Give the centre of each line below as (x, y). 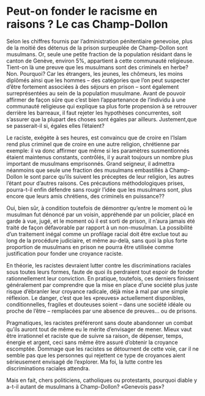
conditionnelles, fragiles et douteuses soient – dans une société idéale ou (99, 304)
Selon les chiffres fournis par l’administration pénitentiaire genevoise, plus (99, 41)
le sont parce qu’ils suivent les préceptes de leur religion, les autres (109, 176)
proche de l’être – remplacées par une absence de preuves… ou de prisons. (102, 311)
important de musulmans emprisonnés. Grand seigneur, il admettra (91, 163)
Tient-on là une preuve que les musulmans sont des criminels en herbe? (97, 67)
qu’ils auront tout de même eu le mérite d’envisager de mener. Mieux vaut (99, 329)
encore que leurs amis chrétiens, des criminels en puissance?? (86, 196)
